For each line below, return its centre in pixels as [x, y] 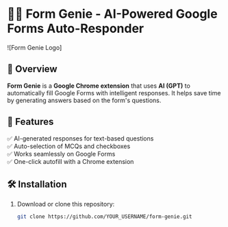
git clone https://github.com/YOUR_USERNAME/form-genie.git [104, 217]
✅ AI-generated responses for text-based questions [80, 138]
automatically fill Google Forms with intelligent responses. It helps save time [114, 93]
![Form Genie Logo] [35, 47]
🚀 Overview [32, 69]
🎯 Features [30, 122]
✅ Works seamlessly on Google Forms [61, 154]
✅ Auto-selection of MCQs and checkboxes [69, 146]
